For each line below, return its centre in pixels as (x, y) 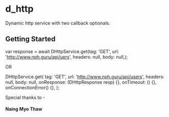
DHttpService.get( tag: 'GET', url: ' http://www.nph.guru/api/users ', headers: (85, 77)
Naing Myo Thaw (24, 109)
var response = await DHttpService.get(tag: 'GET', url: (62, 51)
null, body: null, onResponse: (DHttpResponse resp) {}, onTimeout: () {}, (81, 82)
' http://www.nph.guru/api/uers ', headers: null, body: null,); (67, 57)
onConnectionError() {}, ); (33, 87)
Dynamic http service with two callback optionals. (58, 23)
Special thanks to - (25, 97)
